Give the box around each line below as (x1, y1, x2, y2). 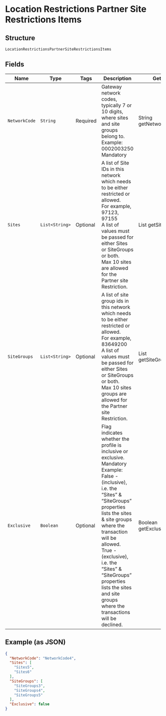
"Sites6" (14, 669, 32, 674)
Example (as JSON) (5, 638, 66, 647)
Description (103, 75, 132, 82)
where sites (101, 114, 128, 121)
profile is (101, 442, 122, 449)
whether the (101, 435, 129, 442)
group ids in (101, 297, 129, 304)
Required (76, 117, 97, 124)
